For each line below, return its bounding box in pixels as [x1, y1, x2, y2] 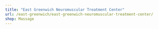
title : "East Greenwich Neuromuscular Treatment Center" [5, 7, 125, 12]
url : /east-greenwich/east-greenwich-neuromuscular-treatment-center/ [5, 12, 154, 17]
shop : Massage [5, 16, 35, 21]
